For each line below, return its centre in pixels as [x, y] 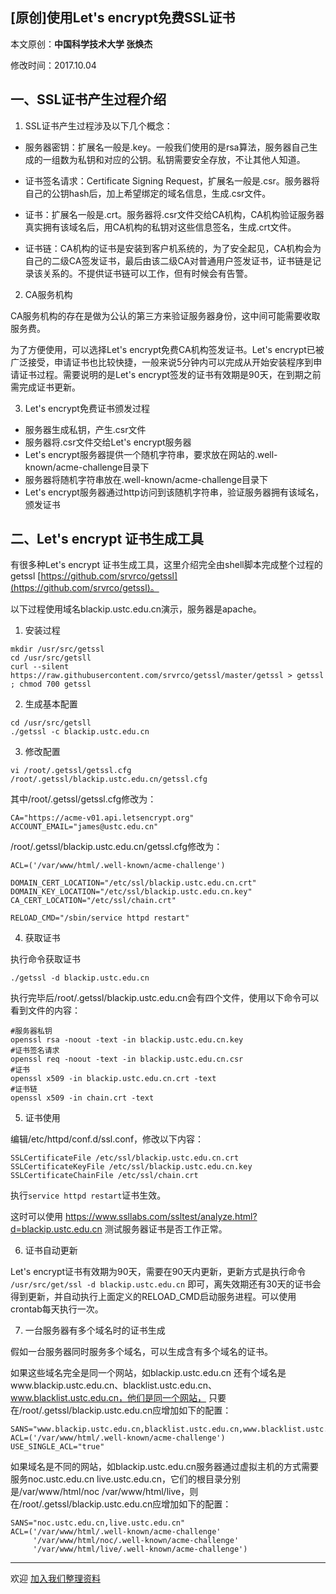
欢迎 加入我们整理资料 [55, 1579]
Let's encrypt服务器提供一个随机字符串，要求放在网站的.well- [151, 454]
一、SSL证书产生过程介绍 [88, 99]
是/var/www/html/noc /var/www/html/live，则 [104, 1492]
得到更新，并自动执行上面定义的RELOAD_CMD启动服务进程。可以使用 [153, 1297]
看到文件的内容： [45, 1010]
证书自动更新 [51, 1250]
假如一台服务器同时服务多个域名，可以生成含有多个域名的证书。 [141, 1352]
